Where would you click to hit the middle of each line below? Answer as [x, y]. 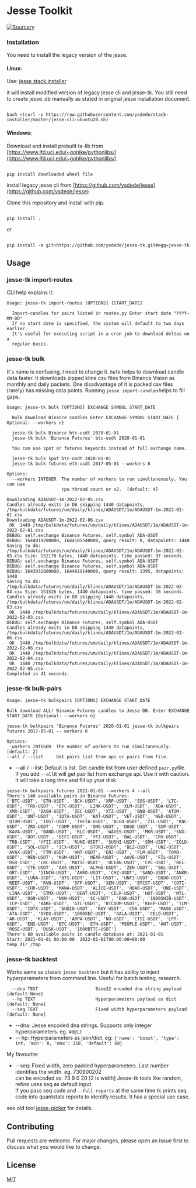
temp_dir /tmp [24, 944]
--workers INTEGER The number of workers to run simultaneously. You [99, 479]
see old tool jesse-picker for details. [50, 1108]
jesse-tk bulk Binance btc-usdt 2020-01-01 [65, 433]
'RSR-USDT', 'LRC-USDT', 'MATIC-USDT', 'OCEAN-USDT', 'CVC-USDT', [89, 862]
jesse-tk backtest [32, 959]
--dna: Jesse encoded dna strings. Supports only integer [83, 1025]
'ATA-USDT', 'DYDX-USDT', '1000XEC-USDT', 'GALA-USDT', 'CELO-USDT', [93, 914]
